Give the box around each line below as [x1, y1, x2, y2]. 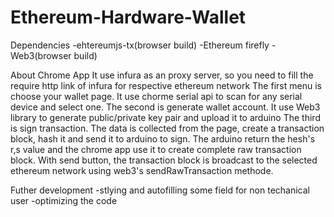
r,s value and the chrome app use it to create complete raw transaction [10, 143, 302, 155]
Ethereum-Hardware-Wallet [10, 6, 247, 29]
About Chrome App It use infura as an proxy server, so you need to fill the [10, 69, 314, 81]
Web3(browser [10, 49, 72, 61]
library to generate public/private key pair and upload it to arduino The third [10, 111, 321, 123]
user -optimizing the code [10, 194, 118, 206]
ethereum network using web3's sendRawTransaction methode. [10, 164, 274, 176]
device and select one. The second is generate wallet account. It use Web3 [10, 101, 321, 113]
